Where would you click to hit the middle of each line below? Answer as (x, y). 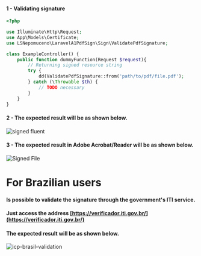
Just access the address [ (39, 213)
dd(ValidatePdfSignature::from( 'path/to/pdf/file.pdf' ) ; (111, 76)
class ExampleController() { (43, 54)
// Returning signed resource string (75, 65)
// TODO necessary (61, 87)
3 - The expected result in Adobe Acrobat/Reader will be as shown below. (100, 145)
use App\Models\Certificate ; (43, 37)
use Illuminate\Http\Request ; (44, 32)
